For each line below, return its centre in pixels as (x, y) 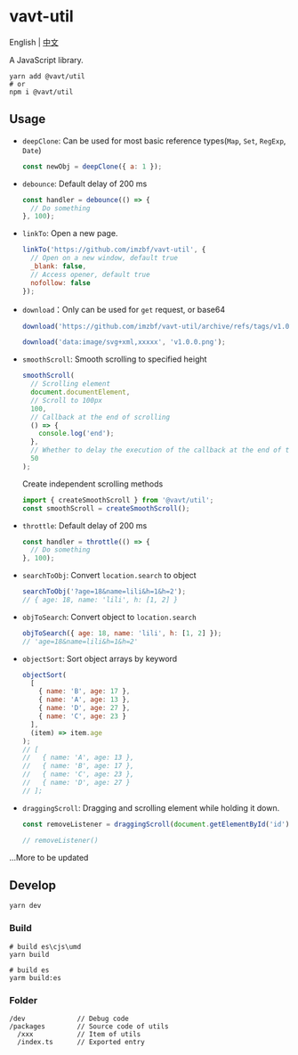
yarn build (29, 954)
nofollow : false (60, 282)
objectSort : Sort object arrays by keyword (100, 658)
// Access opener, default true (90, 274)
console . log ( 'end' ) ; (77, 434)
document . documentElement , (81, 392)
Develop (32, 885)
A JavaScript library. (47, 60)
